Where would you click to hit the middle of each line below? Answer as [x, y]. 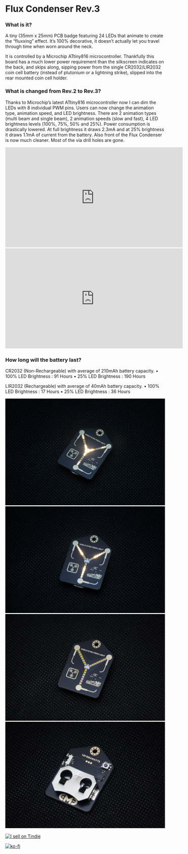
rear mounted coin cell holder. [36, 78]
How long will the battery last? [43, 360]
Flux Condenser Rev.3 [53, 9]
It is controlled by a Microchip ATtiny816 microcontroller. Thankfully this [80, 56]
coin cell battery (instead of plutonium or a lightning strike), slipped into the [84, 73]
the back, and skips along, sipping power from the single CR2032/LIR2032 [83, 67]
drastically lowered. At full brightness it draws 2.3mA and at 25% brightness [85, 129]
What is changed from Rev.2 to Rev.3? [53, 91]
